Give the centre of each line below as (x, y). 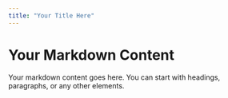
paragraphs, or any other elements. (66, 85)
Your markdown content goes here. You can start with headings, (114, 77)
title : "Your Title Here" (51, 16)
